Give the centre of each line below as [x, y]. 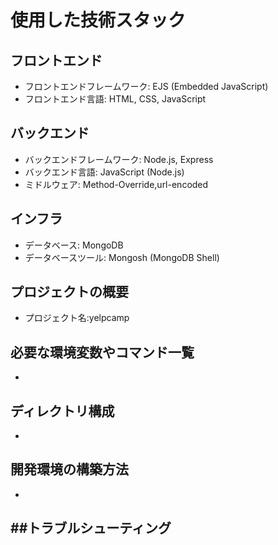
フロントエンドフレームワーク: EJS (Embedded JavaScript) [146, 86]
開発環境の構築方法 [69, 469]
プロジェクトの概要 [69, 292]
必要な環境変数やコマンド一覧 [102, 352]
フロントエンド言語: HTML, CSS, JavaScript [115, 99]
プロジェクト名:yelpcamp [77, 318]
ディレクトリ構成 [62, 411]
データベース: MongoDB [74, 245]
